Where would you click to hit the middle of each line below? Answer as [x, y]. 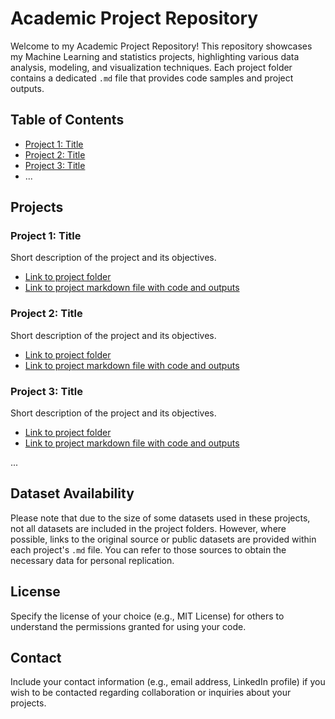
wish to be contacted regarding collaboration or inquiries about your [151, 693]
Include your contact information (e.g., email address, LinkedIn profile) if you [168, 682]
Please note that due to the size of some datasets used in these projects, [160, 518]
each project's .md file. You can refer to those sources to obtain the [148, 549]
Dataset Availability [72, 493]
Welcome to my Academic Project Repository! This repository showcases [161, 46]
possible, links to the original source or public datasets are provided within [163, 539]
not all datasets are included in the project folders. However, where [148, 528]
